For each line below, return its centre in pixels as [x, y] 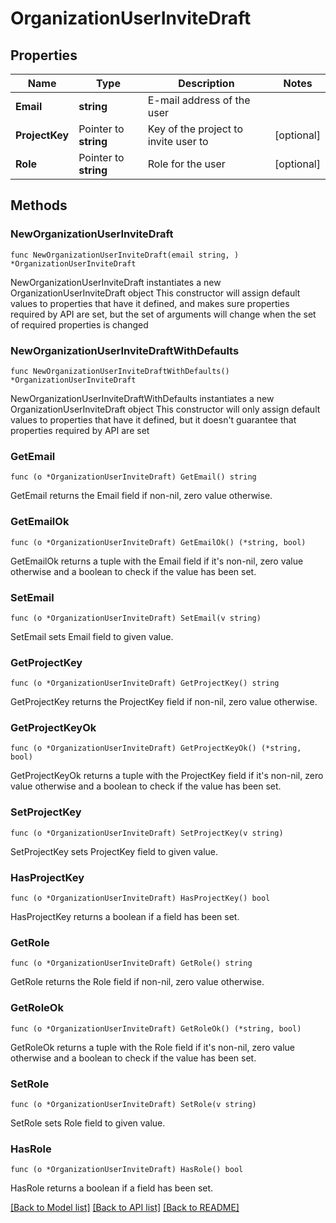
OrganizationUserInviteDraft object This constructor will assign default [155, 293]
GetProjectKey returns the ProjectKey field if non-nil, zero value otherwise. [164, 702]
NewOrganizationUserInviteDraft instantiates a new [116, 282]
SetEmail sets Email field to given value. [92, 636]
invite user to [178, 141]
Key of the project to [195, 129]
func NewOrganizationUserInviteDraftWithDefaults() [120, 371]
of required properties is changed [79, 324]
